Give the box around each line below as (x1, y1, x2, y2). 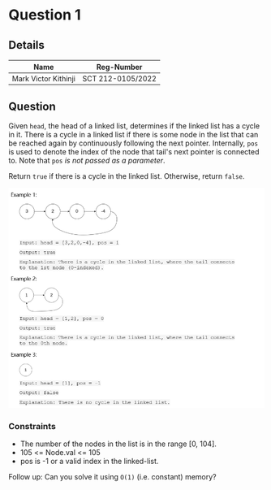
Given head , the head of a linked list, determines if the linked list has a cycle (8, 121, 260, 131)
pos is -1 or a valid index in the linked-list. (19, 457, 159, 466)
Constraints (8, 420, 57, 431)
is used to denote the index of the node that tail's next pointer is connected (8, 147, 260, 157)
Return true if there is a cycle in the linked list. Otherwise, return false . (8, 171, 245, 181)
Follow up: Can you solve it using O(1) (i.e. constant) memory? (8, 472, 217, 482)
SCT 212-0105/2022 (82, 73, 157, 83)
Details (8, 38, 45, 52)
